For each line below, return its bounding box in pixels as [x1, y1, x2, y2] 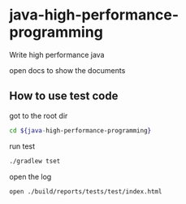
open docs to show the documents [9, 65, 126, 75]
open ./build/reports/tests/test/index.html [9, 187, 162, 196]
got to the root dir [9, 111, 68, 120]
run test [9, 141, 36, 151]
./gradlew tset [9, 157, 61, 165]
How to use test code [9, 89, 119, 103]
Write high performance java [9, 50, 105, 59]
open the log [9, 171, 52, 181]
